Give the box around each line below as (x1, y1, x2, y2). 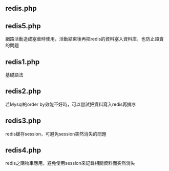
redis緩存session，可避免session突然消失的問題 (5, 130, 107, 137)
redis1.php (5, 58, 40, 66)
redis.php (5, 4, 37, 13)
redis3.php (5, 117, 41, 125)
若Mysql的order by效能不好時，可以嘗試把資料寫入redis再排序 (5, 101, 137, 107)
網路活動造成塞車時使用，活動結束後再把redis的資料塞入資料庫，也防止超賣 (5, 36, 164, 42)
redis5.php (5, 22, 41, 30)
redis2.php (5, 87, 41, 96)
